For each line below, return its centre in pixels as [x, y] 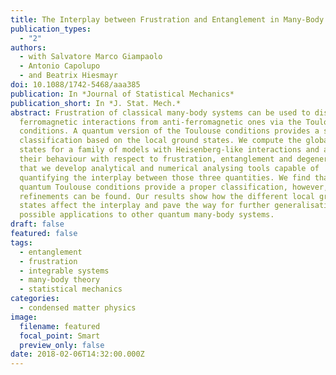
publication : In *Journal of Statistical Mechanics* [122, 94]
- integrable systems [64, 271]
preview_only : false [62, 345]
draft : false [37, 224]
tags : [21, 242]
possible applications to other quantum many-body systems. [147, 215]
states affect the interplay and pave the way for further [145, 206]
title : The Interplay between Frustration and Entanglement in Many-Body [167, 19]
